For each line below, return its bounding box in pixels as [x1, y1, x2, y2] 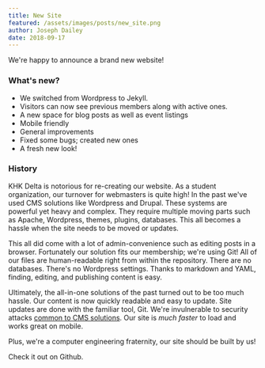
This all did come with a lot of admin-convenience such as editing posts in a [8, 238, 256, 248]
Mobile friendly [19, 118, 70, 127]
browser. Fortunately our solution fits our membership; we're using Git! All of [8, 247, 257, 256]
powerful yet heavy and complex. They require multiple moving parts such [8, 207, 251, 216]
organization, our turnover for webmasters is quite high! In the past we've [8, 189, 248, 199]
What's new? [8, 75, 60, 86]
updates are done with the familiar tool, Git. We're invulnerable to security [8, 304, 248, 313]
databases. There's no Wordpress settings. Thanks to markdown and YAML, [8, 264, 256, 273]
